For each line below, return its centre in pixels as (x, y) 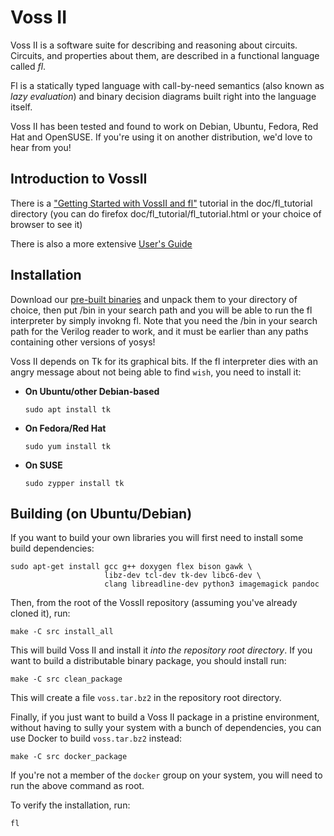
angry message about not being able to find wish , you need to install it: (156, 372)
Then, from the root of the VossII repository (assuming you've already (154, 603)
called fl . (28, 66)
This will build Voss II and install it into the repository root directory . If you (161, 650)
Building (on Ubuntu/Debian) (101, 513)
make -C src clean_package (66, 679)
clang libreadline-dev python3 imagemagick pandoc (212, 584)
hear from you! (41, 147)
